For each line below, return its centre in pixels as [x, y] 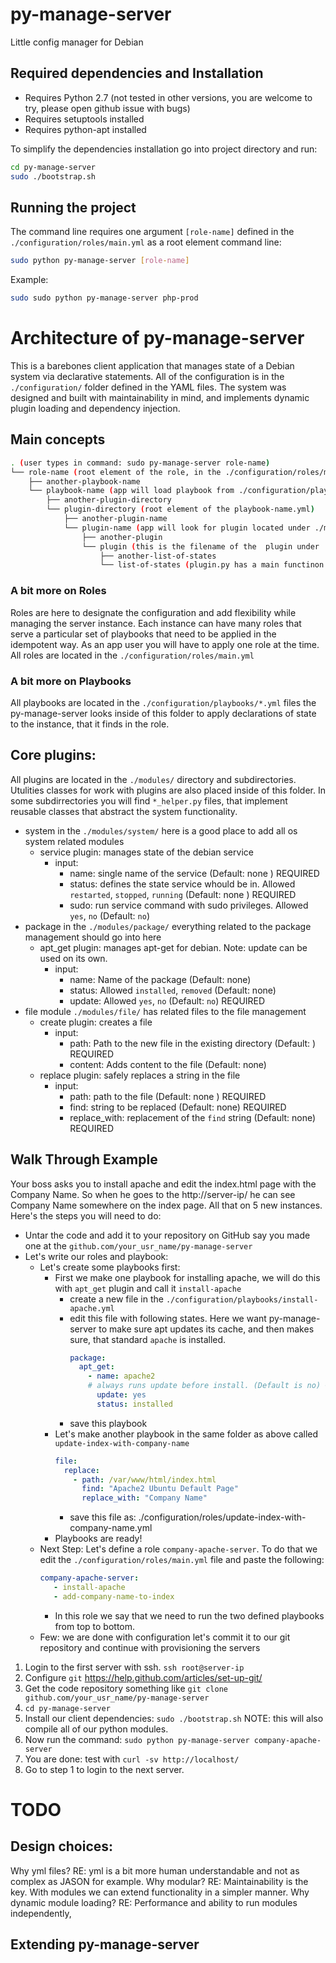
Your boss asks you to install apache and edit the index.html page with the [163, 1184]
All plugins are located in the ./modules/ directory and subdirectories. [153, 779]
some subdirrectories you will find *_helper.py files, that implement [149, 800]
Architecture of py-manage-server [157, 338]
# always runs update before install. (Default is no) [204, 1386]
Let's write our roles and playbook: [96, 1256]
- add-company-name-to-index [114, 1596]
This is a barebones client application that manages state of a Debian [152, 366]
